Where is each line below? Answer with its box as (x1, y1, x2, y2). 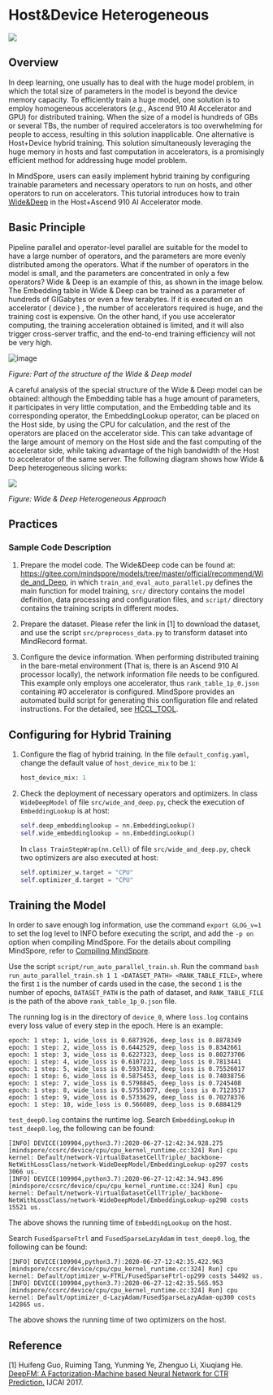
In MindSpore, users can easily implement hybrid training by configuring (8, 171, 250, 181)
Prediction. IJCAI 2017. (8, 1378, 84, 1388)
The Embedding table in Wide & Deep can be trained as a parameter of (8, 285, 245, 295)
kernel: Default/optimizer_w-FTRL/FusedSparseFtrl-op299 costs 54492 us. (8, 1272, 264, 1280)
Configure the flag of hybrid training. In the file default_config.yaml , (19, 749, 249, 759)
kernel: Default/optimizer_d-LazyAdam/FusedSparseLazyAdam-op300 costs (8, 1293, 256, 1302)
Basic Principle (8, 221, 86, 235)
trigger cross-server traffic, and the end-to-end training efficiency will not (8, 328, 256, 339)
